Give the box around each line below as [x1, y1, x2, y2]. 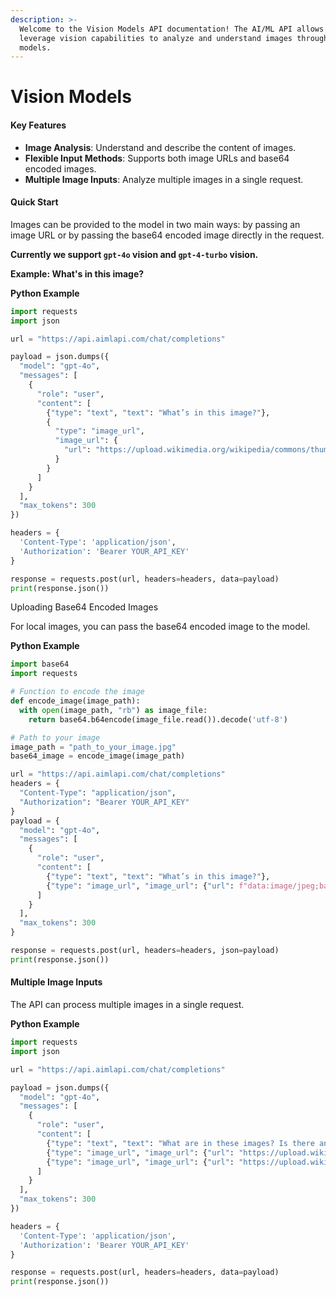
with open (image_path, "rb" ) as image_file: [19, 705, 208, 715]
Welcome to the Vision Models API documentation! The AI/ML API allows [19, 24, 325, 34]
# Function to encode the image [10, 687, 145, 697]
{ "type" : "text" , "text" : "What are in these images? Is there [46, 1138, 315, 1148]
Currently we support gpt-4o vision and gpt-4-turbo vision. [10, 248, 259, 260]
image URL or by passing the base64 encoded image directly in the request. [10, 229, 325, 241]
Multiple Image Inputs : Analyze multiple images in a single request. [24, 173, 304, 185]
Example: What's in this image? [10, 267, 145, 280]
